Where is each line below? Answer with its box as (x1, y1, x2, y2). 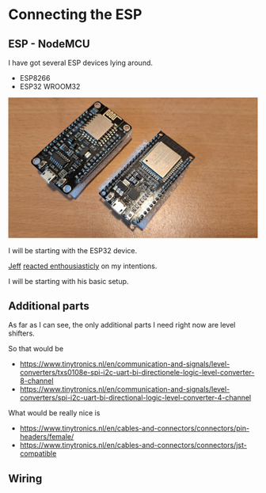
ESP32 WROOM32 (19, 82, 81, 91)
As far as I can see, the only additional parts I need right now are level (8, 320, 236, 330)
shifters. (8, 328, 36, 338)
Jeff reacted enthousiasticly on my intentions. (8, 261, 158, 271)
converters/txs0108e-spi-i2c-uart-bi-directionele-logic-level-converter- (19, 368, 255, 377)
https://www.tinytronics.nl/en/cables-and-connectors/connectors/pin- (19, 423, 250, 433)
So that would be (8, 344, 64, 354)
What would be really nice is (8, 408, 101, 418)
